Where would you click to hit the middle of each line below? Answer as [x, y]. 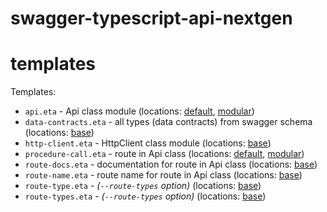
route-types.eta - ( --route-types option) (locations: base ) [145, 196]
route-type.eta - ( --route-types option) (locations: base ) [143, 186]
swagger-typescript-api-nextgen [151, 18]
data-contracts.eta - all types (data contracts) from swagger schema [168, 122]
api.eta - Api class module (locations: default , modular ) [139, 111]
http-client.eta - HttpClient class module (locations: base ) [148, 143]
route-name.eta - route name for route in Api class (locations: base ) [163, 175]
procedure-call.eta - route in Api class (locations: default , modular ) [164, 154]
